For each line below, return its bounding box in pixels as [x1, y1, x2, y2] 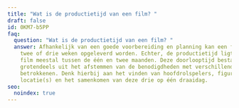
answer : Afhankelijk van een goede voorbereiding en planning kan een [14, 43, 228, 50]
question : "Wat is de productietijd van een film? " [14, 37, 174, 44]
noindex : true [14, 90, 55, 97]
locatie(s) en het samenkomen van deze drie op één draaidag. [20, 76, 208, 84]
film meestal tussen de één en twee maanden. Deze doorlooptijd [20, 57, 215, 64]
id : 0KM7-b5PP [7, 23, 50, 31]
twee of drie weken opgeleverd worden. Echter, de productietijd [20, 50, 218, 58]
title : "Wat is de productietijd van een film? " [7, 10, 158, 18]
